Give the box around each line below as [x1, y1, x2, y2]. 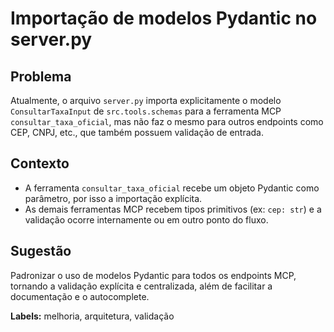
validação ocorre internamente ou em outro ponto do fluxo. [24, 213, 269, 226]
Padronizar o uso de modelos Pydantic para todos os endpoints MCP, [10, 269, 297, 281]
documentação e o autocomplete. [10, 290, 150, 302]
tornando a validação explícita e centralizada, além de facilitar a [10, 280, 273, 292]
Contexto [10, 155, 70, 172]
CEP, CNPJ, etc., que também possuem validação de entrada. [10, 127, 265, 138]
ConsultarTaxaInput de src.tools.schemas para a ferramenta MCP [10, 105, 282, 117]
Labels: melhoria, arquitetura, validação [10, 310, 175, 322]
